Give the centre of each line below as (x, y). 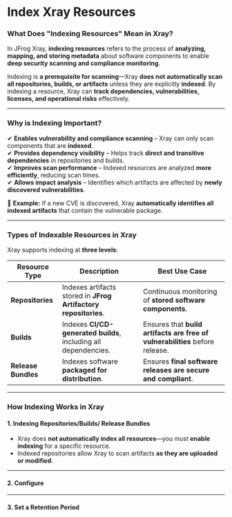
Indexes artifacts (89, 288)
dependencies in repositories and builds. (66, 160)
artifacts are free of (176, 333)
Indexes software (90, 361)
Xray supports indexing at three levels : (63, 250)
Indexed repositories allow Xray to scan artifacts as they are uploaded (117, 453)
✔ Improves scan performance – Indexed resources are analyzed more (109, 167)
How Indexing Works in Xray (56, 407)
